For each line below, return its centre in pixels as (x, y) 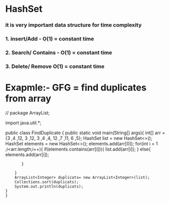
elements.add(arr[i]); (27, 154)
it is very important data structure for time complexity (73, 25)
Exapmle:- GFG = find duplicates (76, 88)
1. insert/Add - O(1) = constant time (50, 39)
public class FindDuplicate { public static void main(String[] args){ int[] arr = (85, 133)
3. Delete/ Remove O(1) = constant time (55, 66)
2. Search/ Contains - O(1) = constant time (59, 52)
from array (28, 99)
